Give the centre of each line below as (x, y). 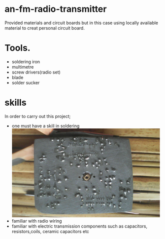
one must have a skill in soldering (46, 126)
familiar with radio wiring (37, 221)
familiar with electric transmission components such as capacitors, (80, 226)
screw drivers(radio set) (36, 72)
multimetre (23, 67)
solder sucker (26, 82)
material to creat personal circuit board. (45, 28)
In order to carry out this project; (38, 116)
